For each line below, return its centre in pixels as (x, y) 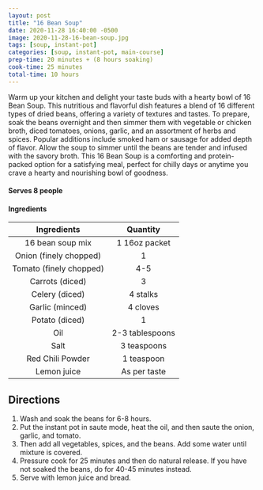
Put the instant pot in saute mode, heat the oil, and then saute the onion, (137, 427)
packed (21, 164)
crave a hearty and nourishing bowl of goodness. (88, 173)
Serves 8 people (36, 191)
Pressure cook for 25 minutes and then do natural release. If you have (133, 461)
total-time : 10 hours (44, 74)
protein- (221, 156)
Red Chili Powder (58, 359)
